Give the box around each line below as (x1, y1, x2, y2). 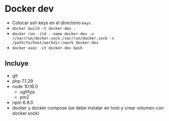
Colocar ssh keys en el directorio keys (12, 20, 92, 26)
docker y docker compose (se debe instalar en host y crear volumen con (12, 104, 164, 111)
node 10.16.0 (12, 83, 38, 89)
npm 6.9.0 (12, 99, 33, 105)
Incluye (5, 59, 29, 68)
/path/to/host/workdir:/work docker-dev (12, 40, 99, 45)
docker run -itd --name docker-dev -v (12, 31, 94, 36)
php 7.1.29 (12, 78, 33, 84)
